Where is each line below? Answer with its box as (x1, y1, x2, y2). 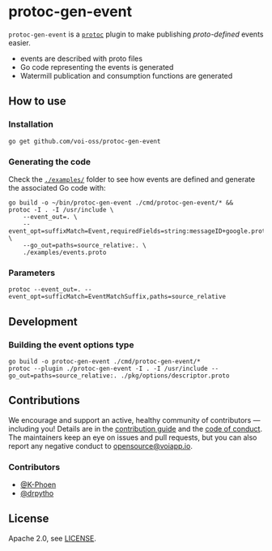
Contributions (8, 394, 80, 407)
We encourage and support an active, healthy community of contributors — (8, 415, 261, 424)
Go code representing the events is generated (19, 62, 174, 71)
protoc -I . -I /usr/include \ (8, 205, 114, 213)
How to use (8, 94, 66, 108)
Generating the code (8, 156, 91, 167)
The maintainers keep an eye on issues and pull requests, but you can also (8, 433, 257, 442)
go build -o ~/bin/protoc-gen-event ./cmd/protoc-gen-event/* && (8, 198, 233, 207)
